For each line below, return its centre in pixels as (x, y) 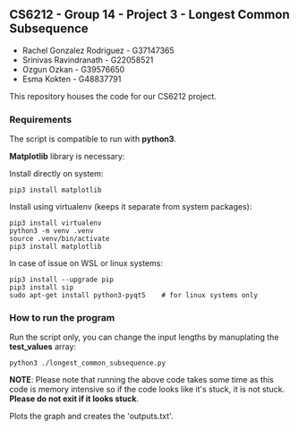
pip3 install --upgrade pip (62, 280)
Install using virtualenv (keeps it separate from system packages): (131, 207)
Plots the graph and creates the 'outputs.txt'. (91, 417)
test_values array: (43, 347)
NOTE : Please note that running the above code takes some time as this (142, 380)
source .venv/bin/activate (60, 239)
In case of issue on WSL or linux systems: (86, 263)
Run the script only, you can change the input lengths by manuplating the (144, 337)
